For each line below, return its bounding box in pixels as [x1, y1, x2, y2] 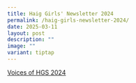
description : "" [7, 36, 54, 43]
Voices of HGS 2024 [7, 68, 66, 77]
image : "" [7, 43, 36, 50]
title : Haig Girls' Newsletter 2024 [7, 10, 114, 17]
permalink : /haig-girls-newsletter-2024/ [7, 17, 130, 24]
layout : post [7, 29, 45, 37]
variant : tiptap [7, 50, 54, 56]
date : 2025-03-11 [7, 23, 58, 30]
